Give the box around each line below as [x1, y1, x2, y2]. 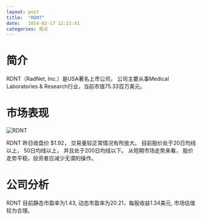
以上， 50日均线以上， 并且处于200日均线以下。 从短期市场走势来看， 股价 [6, 147, 194, 154]
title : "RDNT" [6, 15, 45, 21]
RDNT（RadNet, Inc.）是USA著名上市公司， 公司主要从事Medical [6, 75, 169, 83]
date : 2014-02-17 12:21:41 [6, 20, 80, 26]
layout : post [6, 9, 39, 15]
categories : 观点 [6, 26, 49, 32]
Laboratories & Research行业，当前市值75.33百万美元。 [6, 83, 146, 90]
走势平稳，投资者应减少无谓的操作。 [6, 154, 97, 162]
